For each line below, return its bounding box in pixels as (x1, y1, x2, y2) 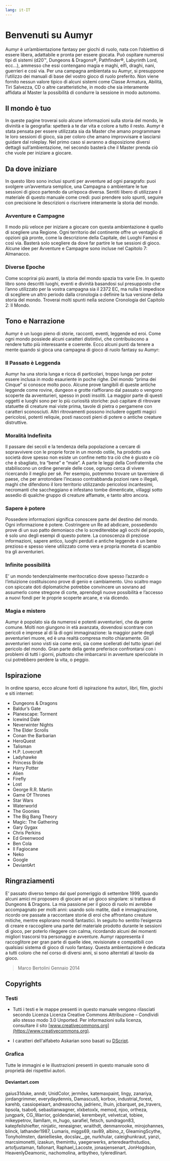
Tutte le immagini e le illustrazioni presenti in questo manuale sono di (5, 1062, 150, 1068)
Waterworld (12, 802, 37, 808)
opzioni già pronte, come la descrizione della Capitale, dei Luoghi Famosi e (5, 235, 162, 241)
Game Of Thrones (12, 792, 50, 798)
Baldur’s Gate (12, 705, 41, 711)
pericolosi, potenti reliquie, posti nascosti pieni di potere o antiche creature (5, 414, 162, 420)
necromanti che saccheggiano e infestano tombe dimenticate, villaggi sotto (5, 487, 163, 493)
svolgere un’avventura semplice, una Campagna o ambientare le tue (5, 183, 148, 190)
